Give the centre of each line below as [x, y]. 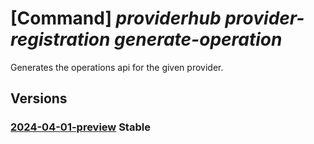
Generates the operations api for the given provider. [117, 67]
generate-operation [198, 39]
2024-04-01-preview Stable [80, 127]
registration [60, 39]
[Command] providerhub [116, 18]
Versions [39, 98]
